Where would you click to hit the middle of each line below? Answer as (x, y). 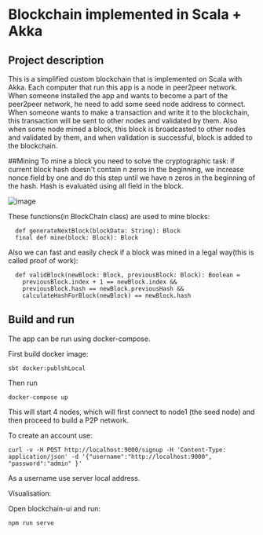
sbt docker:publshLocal (47, 368)
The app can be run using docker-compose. (79, 339)
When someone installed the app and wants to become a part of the (118, 95)
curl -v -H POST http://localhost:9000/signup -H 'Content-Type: (117, 449)
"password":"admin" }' (45, 464)
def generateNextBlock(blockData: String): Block (98, 231)
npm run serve (31, 523)
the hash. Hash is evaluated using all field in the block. (96, 186)
